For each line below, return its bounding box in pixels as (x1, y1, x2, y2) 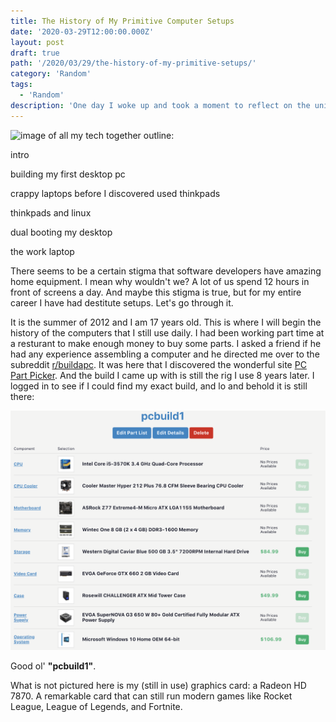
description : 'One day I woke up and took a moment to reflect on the (10, 100, 311, 110)
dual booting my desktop (10, 226, 113, 238)
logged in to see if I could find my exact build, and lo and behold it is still (10, 380, 308, 392)
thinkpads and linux (10, 206, 92, 219)
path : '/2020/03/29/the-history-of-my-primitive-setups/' (10, 58, 257, 69)
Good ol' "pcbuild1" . (10, 660, 97, 672)
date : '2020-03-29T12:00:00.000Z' (10, 26, 155, 37)
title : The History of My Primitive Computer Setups (10, 16, 235, 26)
